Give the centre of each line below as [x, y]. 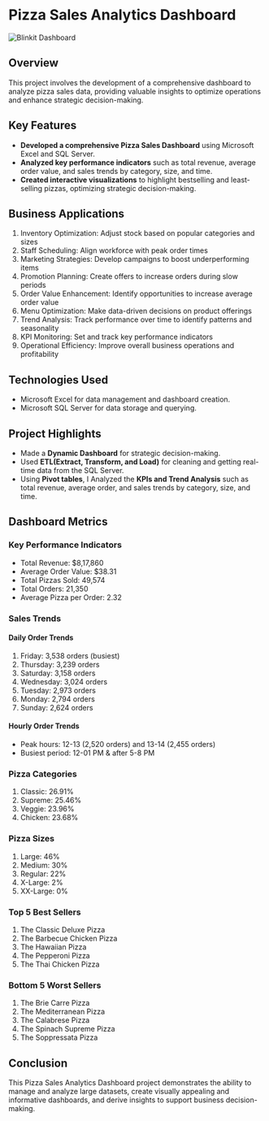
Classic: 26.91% [47, 792]
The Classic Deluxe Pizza [63, 929]
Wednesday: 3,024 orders [64, 681]
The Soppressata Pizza [59, 1037]
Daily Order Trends [41, 638]
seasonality [39, 328]
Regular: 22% [43, 873]
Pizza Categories [43, 774]
